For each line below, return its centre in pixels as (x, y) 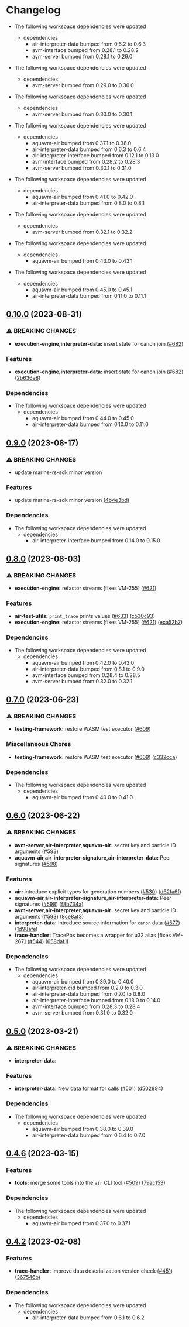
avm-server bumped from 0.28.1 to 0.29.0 (82, 56)
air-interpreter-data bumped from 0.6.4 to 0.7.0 (89, 1135)
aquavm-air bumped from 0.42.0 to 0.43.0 (83, 662)
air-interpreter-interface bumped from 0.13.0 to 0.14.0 (96, 1001)
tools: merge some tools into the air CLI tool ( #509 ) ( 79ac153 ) (90, 1183)
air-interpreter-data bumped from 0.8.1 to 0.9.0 (88, 669)
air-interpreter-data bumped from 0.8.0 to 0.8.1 (88, 203)
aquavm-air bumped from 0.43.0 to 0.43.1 (82, 260)
